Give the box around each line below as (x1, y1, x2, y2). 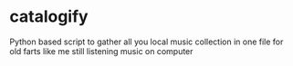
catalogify (9, 6, 89, 27)
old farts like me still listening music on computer (9, 45, 194, 56)
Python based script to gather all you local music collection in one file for (9, 36, 284, 47)
